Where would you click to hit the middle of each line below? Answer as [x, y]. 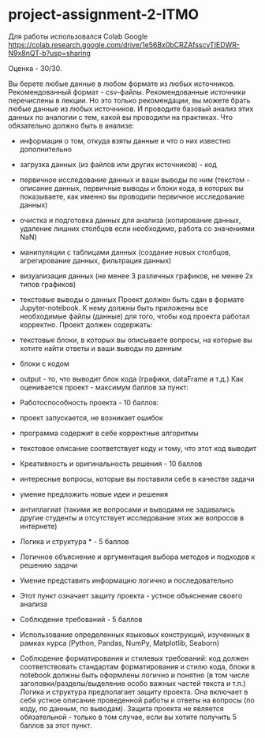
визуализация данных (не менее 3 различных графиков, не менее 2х [136, 276]
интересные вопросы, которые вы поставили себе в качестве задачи [137, 479]
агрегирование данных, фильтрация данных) [95, 260]
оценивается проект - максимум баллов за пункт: [104, 387]
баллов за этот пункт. [56, 725]
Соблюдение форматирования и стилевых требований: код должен [134, 658]
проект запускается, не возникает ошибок [91, 417]
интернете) [38, 526]
